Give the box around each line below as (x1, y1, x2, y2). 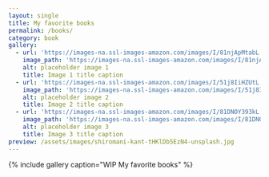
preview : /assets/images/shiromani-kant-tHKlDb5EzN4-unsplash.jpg (8, 137, 235, 146)
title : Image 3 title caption (22, 130, 124, 138)
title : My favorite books (8, 19, 94, 27)
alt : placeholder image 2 (22, 93, 110, 101)
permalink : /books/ (8, 26, 74, 34)
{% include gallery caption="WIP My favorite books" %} (8, 159, 194, 169)
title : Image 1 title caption (22, 71, 124, 79)
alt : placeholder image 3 (22, 123, 110, 131)
